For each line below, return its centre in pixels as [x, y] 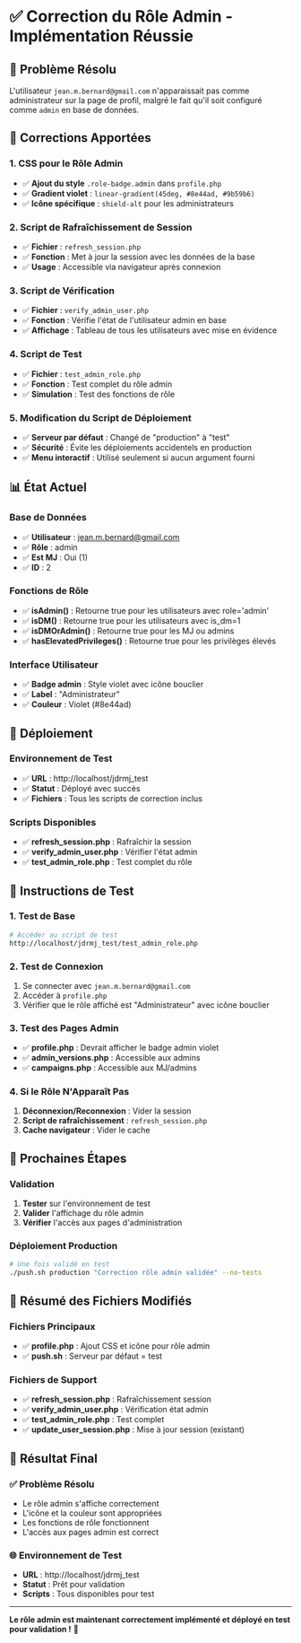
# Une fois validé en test [60, 1264]
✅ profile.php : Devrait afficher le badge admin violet [120, 1048]
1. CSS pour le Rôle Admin [66, 163]
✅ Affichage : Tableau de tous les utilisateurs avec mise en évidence [150, 330]
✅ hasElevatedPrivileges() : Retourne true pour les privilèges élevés [149, 641]
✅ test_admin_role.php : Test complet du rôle [107, 862]
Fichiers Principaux [52, 1326]
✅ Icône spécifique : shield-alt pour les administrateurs [128, 203]
